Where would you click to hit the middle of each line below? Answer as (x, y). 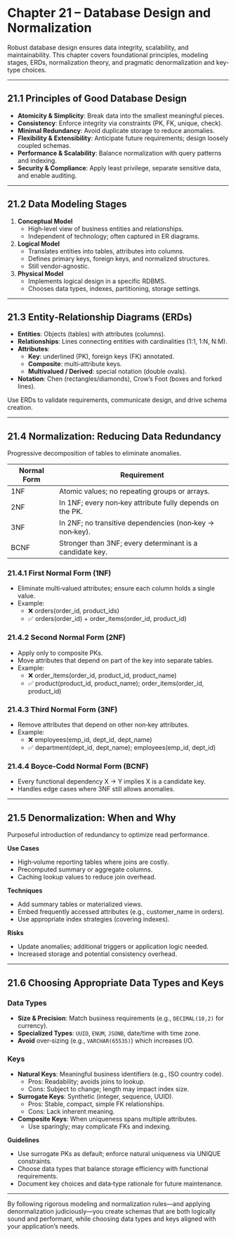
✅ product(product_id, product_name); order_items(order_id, (116, 683)
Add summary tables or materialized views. (80, 904)
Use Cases (24, 848)
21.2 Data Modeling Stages (67, 205)
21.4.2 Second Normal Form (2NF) (66, 637)
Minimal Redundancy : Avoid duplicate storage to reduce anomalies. (116, 130)
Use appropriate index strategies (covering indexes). (93, 919)
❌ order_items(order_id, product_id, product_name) (102, 675)
